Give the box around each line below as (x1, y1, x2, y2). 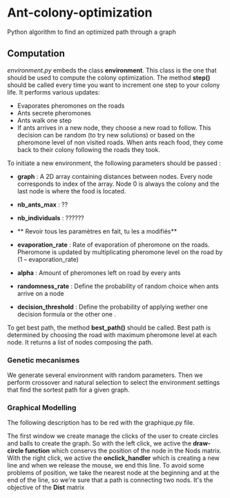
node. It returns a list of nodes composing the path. (7, 338, 153, 346)
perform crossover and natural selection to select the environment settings (7, 379, 220, 387)
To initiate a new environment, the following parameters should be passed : (7, 159, 221, 167)
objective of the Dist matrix (7, 483, 85, 492)
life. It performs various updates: (7, 88, 100, 96)
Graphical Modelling (7, 403, 77, 412)
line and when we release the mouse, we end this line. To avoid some (7, 461, 204, 470)
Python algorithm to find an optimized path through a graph (7, 28, 176, 36)
